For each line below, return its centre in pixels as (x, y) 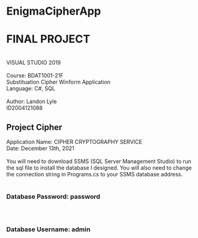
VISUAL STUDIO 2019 (34, 63)
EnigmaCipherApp (54, 11)
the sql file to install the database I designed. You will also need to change (99, 168)
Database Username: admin (48, 229)
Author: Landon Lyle (32, 101)
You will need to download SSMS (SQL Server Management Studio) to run (99, 161)
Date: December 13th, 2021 (40, 148)
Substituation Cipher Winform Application (58, 82)
